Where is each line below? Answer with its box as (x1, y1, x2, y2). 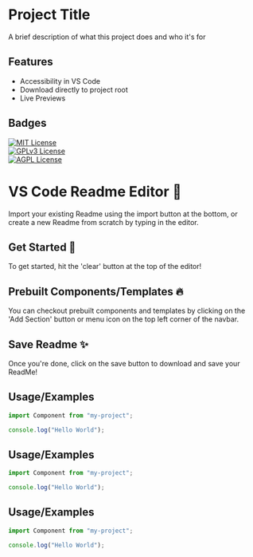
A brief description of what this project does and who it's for (8, 32, 206, 41)
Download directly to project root (19, 85, 129, 94)
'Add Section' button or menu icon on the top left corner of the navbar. (8, 314, 239, 324)
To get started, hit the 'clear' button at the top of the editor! (8, 262, 202, 271)
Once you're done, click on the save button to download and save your (8, 358, 240, 368)
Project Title (8, 6, 91, 24)
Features (8, 55, 53, 69)
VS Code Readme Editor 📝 (8, 182, 182, 200)
